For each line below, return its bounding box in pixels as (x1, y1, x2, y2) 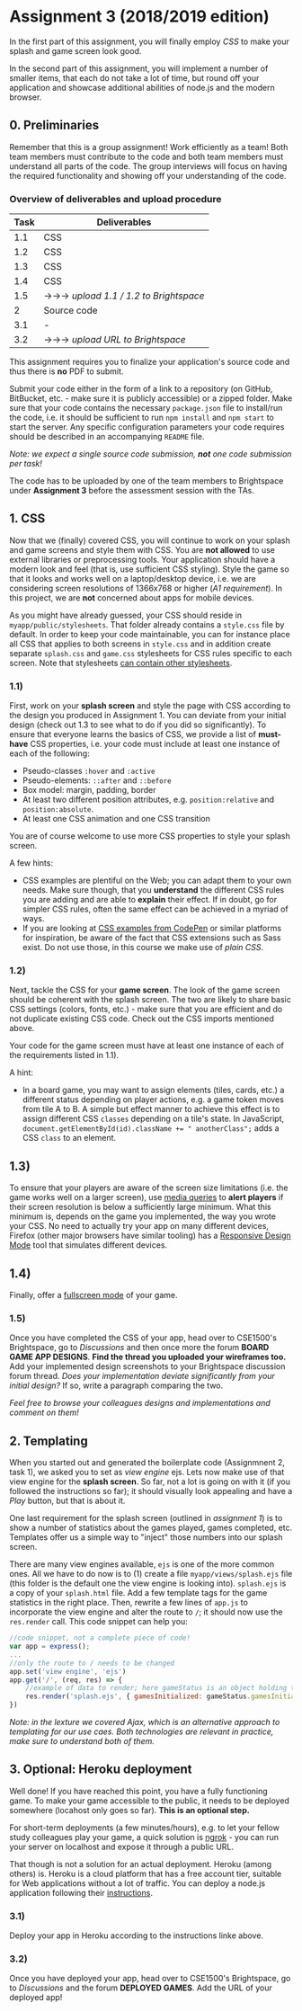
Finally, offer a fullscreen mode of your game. (9, 1290, 178, 1301)
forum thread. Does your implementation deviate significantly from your (9, 1371, 276, 1382)
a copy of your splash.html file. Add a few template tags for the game (9, 1588, 268, 1598)
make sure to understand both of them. (9, 1736, 155, 1747)
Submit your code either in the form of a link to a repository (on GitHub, (9, 384, 273, 395)
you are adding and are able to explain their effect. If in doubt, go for (22, 894, 278, 905)
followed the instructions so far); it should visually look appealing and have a (9, 1486, 293, 1497)
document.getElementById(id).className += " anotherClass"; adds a (22, 1123, 280, 1134)
